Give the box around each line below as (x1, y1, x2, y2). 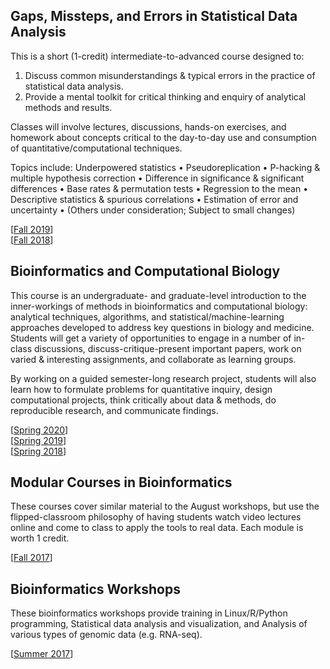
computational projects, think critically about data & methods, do (10, 394, 277, 406)
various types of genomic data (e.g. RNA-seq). (10, 629, 203, 641)
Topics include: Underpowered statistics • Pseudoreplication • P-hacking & (10, 161, 321, 173)
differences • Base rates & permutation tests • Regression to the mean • (10, 182, 309, 194)
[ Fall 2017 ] (10, 552, 53, 564)
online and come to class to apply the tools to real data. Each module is (10, 522, 304, 534)
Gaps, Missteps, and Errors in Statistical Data (10, 8, 298, 25)
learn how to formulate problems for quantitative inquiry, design (10, 383, 273, 395)
